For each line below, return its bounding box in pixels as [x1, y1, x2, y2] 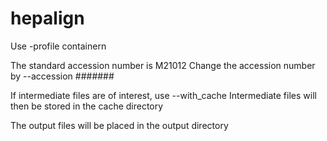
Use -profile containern [10, 40, 107, 52]
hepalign [10, 7, 85, 30]
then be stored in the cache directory [10, 100, 164, 112]
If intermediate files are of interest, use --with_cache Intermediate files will [10, 89, 317, 101]
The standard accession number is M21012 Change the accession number [10, 59, 316, 71]
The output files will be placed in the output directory [10, 119, 229, 131]
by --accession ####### [10, 70, 115, 82]
